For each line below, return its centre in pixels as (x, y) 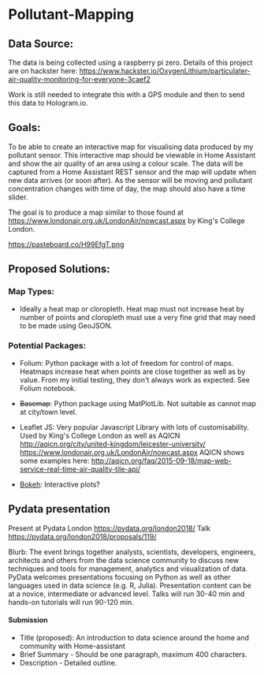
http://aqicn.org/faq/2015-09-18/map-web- (162, 461)
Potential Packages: (47, 346)
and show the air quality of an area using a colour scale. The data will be (126, 163)
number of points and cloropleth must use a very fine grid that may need (138, 317)
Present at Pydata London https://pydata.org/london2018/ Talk (110, 528)
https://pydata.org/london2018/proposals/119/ (82, 536)
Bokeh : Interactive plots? (59, 484)
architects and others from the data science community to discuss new (123, 560)
